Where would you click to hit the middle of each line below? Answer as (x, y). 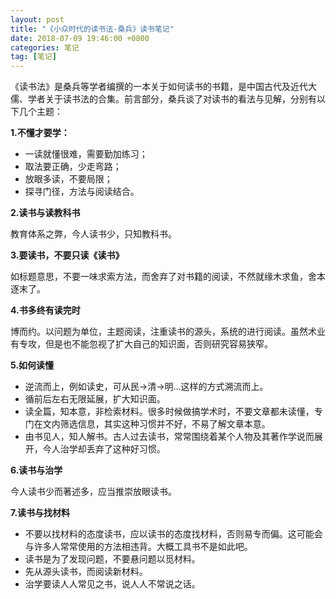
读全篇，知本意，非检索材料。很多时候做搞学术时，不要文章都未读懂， (169, 412)
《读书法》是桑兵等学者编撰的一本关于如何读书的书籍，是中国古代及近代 (159, 87)
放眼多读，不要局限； (68, 179)
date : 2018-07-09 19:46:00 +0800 (80, 38)
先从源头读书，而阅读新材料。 (86, 572)
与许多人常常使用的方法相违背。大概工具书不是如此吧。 (138, 547)
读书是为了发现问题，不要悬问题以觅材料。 (112, 559)
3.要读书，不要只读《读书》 (67, 255)
